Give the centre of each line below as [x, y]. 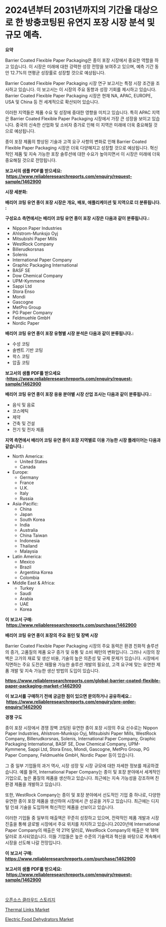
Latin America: [27, 556]
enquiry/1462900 [23, 707]
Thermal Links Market [27, 910]
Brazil [25, 567]
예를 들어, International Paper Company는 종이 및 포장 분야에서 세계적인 [90, 772]
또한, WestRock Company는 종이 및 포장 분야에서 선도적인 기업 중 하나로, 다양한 [83, 794]
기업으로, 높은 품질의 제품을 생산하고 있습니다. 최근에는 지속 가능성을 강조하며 [80, 778]
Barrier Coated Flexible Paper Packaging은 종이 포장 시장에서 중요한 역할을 [79, 60]
